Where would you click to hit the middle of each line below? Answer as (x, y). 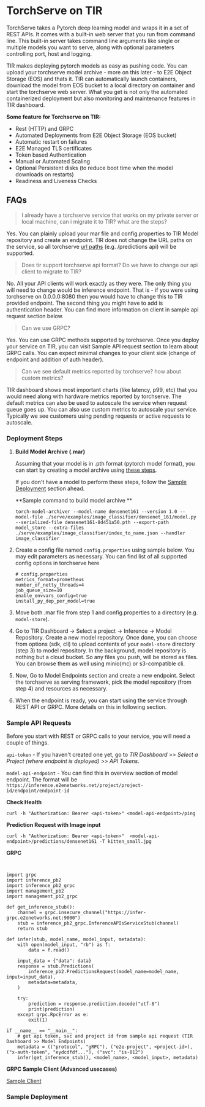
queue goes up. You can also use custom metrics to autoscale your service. (102, 409)
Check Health (24, 802)
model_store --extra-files (50, 528)
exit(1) (38, 1020)
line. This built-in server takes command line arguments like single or (93, 41)
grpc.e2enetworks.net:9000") (43, 918)
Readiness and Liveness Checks (56, 181)
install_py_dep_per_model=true (55, 601)
